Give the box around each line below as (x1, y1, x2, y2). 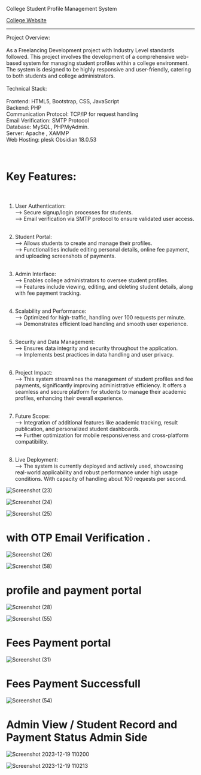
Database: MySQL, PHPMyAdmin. (6, 123, 89, 130)
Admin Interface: (14, 270, 57, 277)
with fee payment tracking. (14, 289, 81, 297)
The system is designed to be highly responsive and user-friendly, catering (6, 66, 191, 73)
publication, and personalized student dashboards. (14, 425, 141, 432)
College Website (6, 17, 47, 23)
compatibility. (14, 438, 48, 445)
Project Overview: (6, 34, 51, 41)
